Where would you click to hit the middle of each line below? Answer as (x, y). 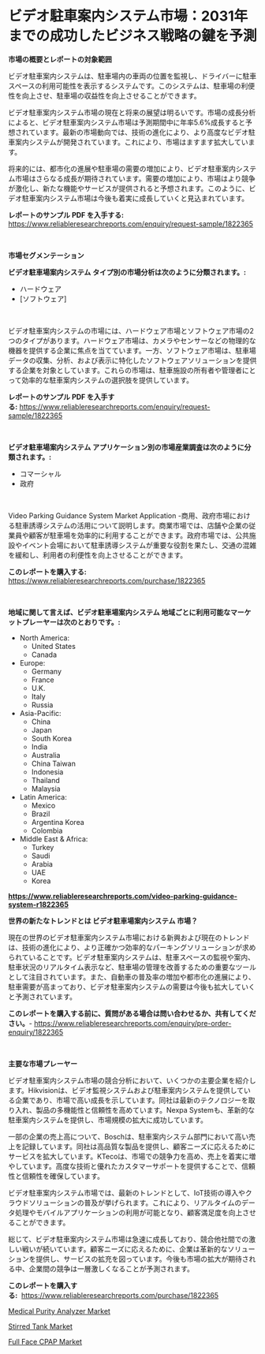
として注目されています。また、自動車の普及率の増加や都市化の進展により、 (132, 977)
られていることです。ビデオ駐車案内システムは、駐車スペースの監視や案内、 (131, 957)
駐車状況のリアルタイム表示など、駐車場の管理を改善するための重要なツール (132, 967)
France (43, 680)
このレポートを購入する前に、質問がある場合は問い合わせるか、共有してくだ (132, 1013)
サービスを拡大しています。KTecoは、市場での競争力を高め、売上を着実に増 (132, 1156)
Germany (46, 671)
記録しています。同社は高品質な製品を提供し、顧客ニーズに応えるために (139, 1146)
